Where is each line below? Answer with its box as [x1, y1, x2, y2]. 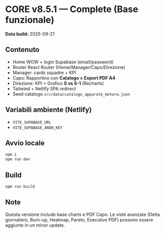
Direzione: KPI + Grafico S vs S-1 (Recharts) [12, 80, 104, 86]
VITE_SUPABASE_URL [12, 120, 51, 125]
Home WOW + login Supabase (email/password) [12, 59, 114, 65]
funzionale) [5, 14, 54, 26]
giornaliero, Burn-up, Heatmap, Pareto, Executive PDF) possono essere [5, 216, 153, 222]
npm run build [5, 184, 35, 189]
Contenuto [5, 45, 39, 54]
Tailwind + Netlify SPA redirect [12, 86, 76, 92]
